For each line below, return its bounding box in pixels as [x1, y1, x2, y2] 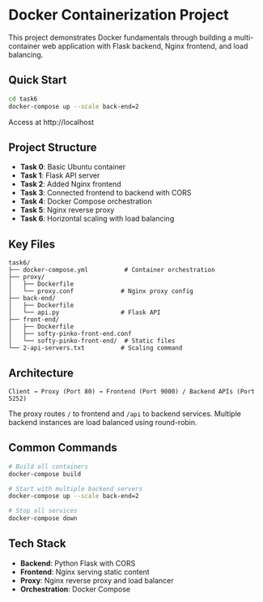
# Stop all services [8, 507, 78, 515]
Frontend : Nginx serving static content [19, 566, 150, 577]
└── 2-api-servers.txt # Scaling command [8, 344, 183, 352]
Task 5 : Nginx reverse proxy [19, 205, 115, 215]
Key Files [8, 237, 55, 251]
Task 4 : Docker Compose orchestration [19, 196, 152, 206]
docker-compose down [8, 514, 78, 522]
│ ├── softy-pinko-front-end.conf [8, 330, 132, 338]
